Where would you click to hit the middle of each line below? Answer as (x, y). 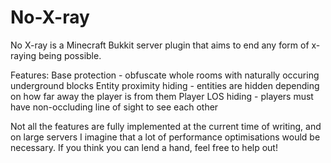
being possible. (70, 55)
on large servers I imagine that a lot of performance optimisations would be (165, 137)
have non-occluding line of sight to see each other (114, 107)
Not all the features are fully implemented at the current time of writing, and (166, 126)
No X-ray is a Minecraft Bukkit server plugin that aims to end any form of (160, 45)
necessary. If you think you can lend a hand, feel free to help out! (144, 147)
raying (23, 55)
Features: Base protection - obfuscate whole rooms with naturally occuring (165, 75)
